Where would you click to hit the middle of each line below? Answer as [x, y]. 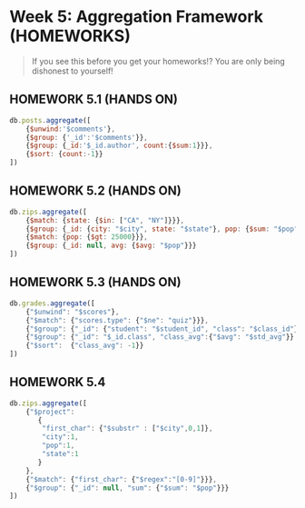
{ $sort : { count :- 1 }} [64, 154]
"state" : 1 [60, 454]
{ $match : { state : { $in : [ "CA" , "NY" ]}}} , [105, 220]
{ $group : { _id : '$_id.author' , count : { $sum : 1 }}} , [119, 146]
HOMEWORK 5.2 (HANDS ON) [95, 191]
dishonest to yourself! [72, 71]
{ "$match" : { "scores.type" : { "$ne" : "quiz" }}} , [117, 320]
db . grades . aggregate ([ [52, 303]
